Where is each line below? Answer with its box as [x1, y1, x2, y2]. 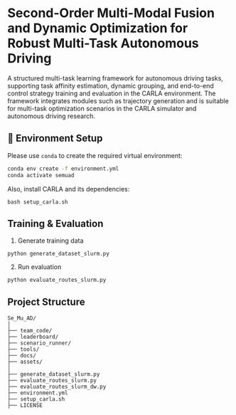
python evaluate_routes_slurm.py [7, 276, 107, 284]
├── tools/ [7, 346, 40, 353]
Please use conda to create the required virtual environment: [7, 151, 183, 159]
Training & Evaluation [7, 217, 104, 229]
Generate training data [17, 236, 84, 245]
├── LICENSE [7, 402, 43, 409]
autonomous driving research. [7, 112, 96, 120]
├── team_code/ [7, 327, 53, 335]
